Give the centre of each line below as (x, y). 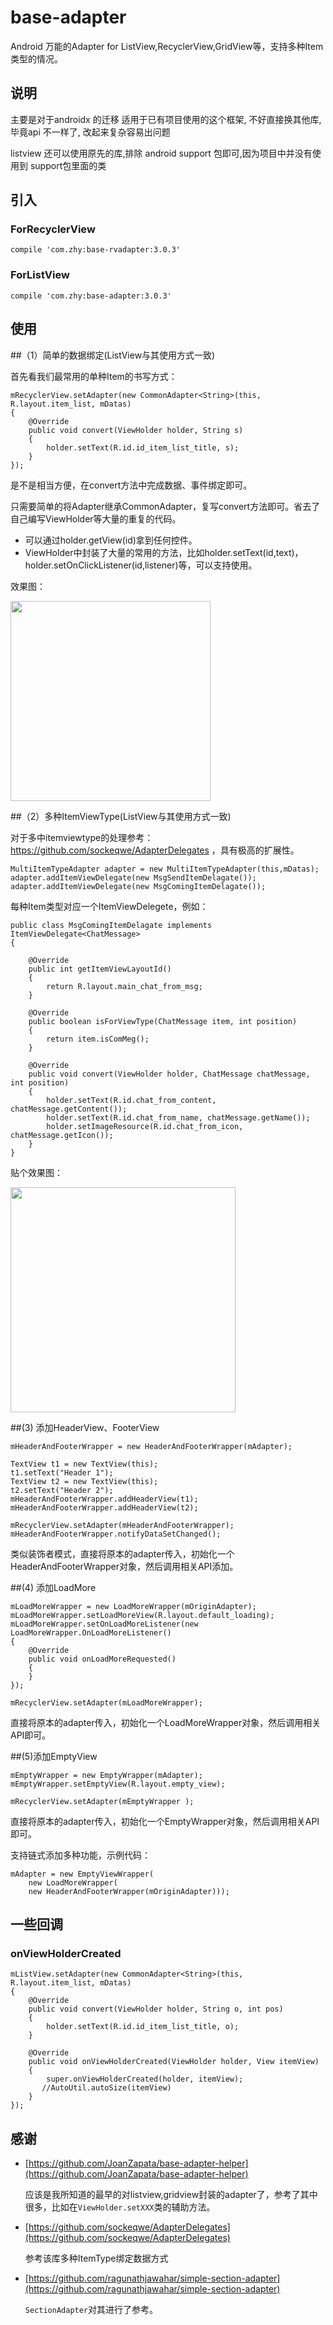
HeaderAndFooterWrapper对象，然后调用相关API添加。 (124, 1566)
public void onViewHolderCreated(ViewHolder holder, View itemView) (174, 2062)
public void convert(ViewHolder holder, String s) (136, 430)
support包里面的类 (68, 165)
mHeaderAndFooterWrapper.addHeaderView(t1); (104, 1499)
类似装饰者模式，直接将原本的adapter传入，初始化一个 (122, 1553)
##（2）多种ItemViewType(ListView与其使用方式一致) (121, 816)
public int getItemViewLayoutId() (100, 969)
